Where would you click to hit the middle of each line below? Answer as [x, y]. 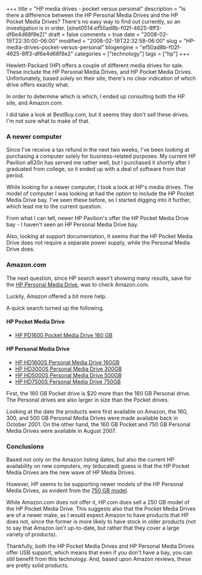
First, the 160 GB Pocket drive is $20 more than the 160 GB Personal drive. [99, 393]
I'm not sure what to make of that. [48, 121]
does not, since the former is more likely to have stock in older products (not [101, 522]
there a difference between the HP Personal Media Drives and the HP [92, 15]
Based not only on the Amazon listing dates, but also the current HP [90, 460]
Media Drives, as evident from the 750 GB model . [67, 491]
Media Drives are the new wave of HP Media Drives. [71, 473]
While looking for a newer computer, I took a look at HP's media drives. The [100, 187]
